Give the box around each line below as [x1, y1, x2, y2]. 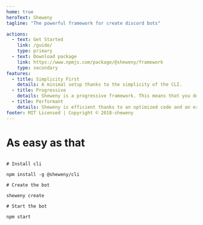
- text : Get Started [11, 37, 63, 43]
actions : [6, 31, 28, 37]
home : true [6, 8, 34, 15]
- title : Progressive [11, 87, 66, 94]
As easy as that [6, 135, 86, 149]
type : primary [17, 48, 53, 54]
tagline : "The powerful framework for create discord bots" [6, 20, 161, 26]
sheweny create [6, 193, 45, 199]
